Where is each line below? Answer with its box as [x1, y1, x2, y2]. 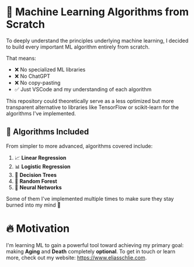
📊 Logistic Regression [14, 163, 71, 170]
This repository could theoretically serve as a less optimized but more [6, 97, 174, 104]
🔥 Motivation [6, 222, 70, 235]
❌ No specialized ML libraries [14, 66, 86, 73]
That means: [6, 54, 36, 61]
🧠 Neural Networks [14, 184, 62, 191]
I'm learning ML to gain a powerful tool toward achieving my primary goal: [6, 241, 184, 248]
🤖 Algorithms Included [6, 127, 89, 137]
